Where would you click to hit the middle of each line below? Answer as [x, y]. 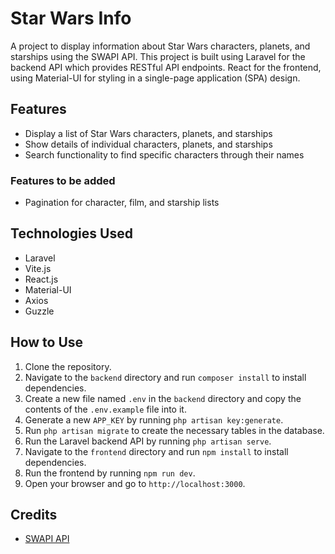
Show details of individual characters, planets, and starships [148, 144]
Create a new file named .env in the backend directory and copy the [163, 398]
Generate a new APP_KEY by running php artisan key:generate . [154, 419]
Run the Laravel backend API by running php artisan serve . [148, 441]
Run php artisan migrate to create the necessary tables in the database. [174, 430]
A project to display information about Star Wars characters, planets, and [160, 46]
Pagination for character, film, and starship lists [122, 203]
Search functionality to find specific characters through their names [164, 154]
